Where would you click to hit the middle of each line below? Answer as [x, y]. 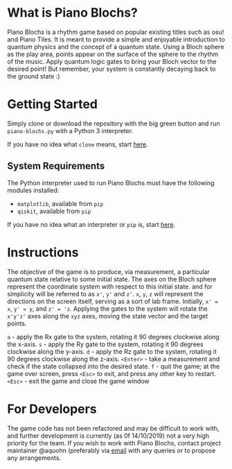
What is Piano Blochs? [73, 13]
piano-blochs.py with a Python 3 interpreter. [70, 130]
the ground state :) [34, 76]
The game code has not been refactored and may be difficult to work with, [113, 428]
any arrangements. [34, 458]
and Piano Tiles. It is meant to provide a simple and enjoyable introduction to [116, 39]
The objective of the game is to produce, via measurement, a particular [108, 271]
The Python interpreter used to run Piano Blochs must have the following [111, 182]
